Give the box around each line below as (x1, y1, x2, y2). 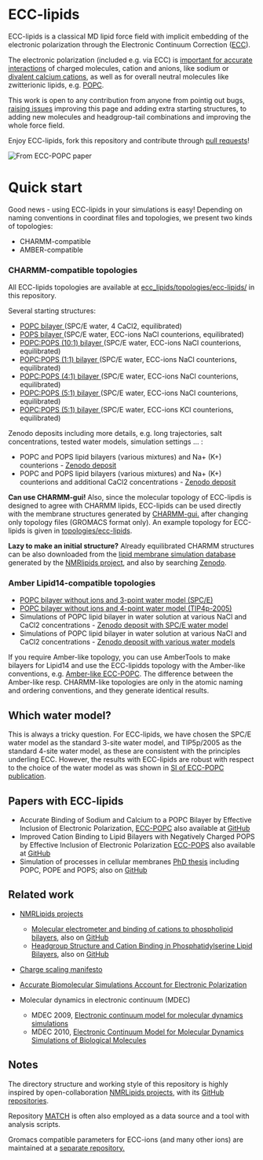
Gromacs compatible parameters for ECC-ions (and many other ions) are (8, 1135, 243, 1144)
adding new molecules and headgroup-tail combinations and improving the (8, 112, 251, 121)
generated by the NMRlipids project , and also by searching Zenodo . (8, 558, 227, 567)
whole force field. (8, 120, 65, 130)
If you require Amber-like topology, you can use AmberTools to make (8, 652, 231, 662)
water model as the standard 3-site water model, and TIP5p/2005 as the (8, 738, 242, 748)
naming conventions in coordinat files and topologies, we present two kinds (8, 212, 253, 222)
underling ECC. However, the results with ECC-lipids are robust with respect (8, 755, 254, 764)
